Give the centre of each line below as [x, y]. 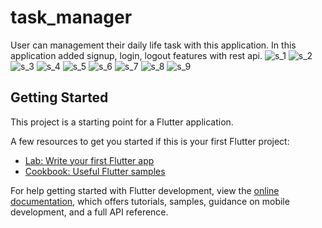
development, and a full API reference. [89, 212]
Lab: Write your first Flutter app [89, 160]
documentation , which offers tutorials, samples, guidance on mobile [150, 201]
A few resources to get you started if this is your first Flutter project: [150, 141]
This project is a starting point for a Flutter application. [122, 122]
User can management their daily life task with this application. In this [153, 45]
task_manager [71, 17]
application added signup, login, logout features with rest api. [136, 55]
